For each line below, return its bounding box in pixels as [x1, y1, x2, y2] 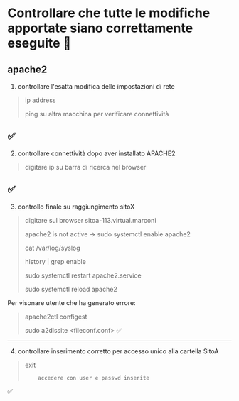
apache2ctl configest [24, 312, 87, 321]
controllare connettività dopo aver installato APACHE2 [17, 149, 176, 158]
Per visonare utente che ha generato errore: [7, 298, 137, 307]
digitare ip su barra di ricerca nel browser [24, 163, 147, 171]
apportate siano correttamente [7, 20, 193, 36]
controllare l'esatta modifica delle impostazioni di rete [17, 82, 176, 90]
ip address [24, 96, 56, 104]
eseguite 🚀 [7, 35, 72, 51]
